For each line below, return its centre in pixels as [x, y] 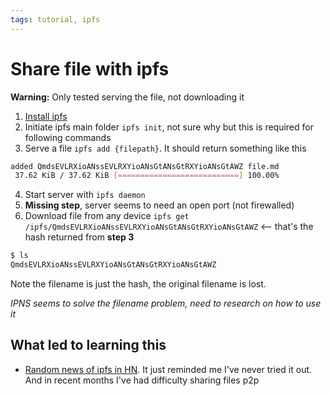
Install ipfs [46, 116]
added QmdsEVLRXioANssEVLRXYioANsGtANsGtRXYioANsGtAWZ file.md [145, 166]
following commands [68, 137]
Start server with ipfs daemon [85, 195]
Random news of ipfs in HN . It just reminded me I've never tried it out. [168, 369]
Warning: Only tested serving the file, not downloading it [127, 97]
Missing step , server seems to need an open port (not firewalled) [159, 205]
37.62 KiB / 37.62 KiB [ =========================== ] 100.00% [147, 176]
